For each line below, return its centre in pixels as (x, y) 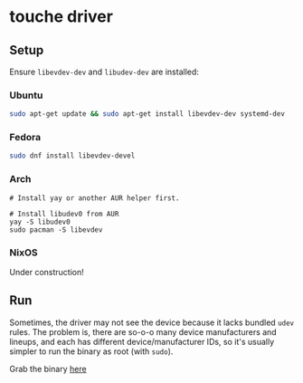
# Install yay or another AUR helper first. (95, 198)
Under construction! (47, 272)
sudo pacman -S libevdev (56, 230)
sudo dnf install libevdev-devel (72, 156)
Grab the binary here (48, 369)
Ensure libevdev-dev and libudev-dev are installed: (104, 72)
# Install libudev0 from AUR (64, 214)
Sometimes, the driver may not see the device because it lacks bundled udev (152, 322)
